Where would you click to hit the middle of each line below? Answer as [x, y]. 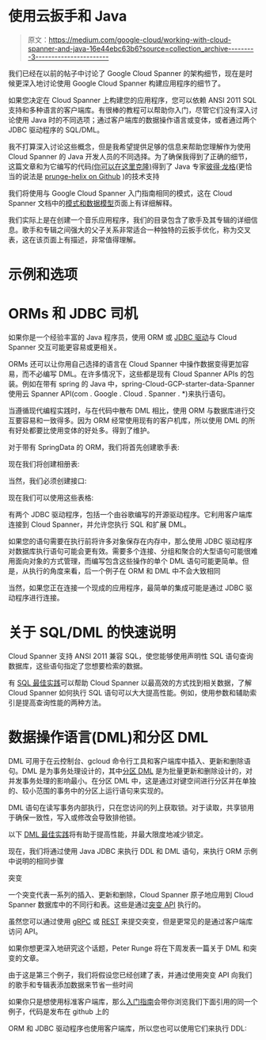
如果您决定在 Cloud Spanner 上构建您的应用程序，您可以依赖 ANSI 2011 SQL [133, 100]
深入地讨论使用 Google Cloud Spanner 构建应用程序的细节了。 [123, 83]
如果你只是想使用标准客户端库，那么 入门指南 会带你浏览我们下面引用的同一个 [133, 1001]
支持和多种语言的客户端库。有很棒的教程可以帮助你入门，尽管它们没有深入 [129, 110]
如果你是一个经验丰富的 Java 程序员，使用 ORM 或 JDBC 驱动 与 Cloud [123, 337]
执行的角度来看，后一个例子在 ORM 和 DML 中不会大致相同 [125, 571]
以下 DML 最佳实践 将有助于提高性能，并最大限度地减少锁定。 [108, 834]
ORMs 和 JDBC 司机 [73, 314]
